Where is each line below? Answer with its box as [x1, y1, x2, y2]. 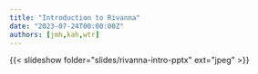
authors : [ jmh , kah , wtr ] [9, 30, 100, 39]
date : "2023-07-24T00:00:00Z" [9, 22, 125, 31]
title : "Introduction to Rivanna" [9, 13, 141, 23]
